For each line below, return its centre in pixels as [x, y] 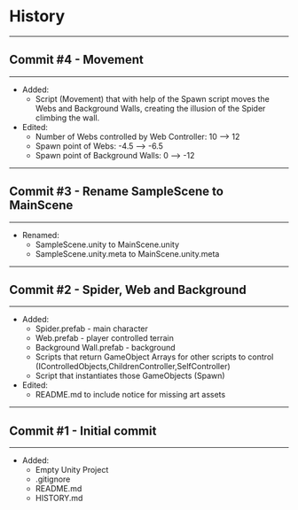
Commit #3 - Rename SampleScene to [117, 192]
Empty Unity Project [72, 470]
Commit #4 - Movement [76, 60]
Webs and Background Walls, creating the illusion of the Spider [150, 108]
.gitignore [53, 479]
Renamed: [40, 235]
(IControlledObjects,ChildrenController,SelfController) [133, 367]
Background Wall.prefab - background [105, 348]
